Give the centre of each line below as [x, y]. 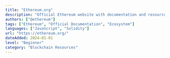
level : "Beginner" [25, 43]
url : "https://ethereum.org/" [37, 33]
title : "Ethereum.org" [29, 10]
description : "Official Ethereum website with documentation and [75, 15]
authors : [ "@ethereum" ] [30, 19]
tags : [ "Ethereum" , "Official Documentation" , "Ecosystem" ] [70, 24]
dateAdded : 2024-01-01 [29, 38]
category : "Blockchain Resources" [42, 47]
